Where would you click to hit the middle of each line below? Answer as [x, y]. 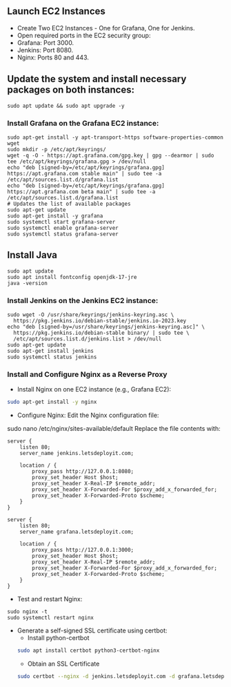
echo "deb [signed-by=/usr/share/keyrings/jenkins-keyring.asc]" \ [106, 327]
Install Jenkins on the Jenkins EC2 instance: [83, 300]
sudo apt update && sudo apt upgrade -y [66, 106]
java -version [28, 283]
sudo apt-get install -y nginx [52, 402]
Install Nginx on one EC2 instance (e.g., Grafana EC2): [94, 389]
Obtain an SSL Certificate [63, 664]
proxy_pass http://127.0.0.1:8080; [83, 472]
